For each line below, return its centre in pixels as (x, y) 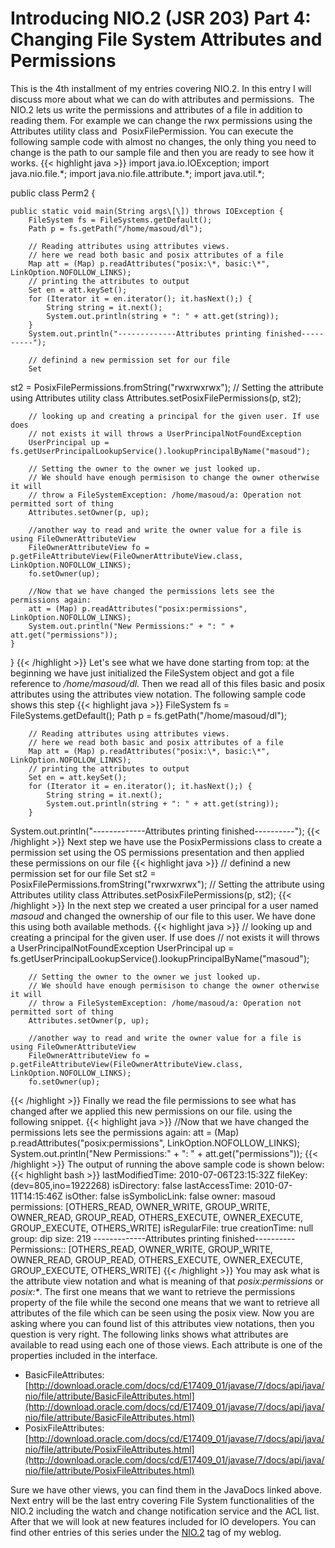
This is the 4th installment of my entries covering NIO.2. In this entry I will (161, 88)
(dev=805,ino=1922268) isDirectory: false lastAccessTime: (131, 1185)
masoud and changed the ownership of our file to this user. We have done (163, 916)
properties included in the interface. (84, 1355)
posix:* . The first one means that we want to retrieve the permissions (153, 1291)
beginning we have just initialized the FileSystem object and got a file (152, 673)
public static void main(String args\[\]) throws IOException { (147, 211)
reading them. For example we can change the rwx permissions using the (161, 120)
